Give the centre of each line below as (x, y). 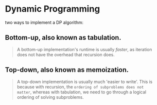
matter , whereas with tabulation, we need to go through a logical (82, 92)
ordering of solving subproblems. (50, 97)
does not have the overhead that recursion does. (66, 54)
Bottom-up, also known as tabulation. (63, 38)
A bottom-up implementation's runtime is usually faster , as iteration (84, 49)
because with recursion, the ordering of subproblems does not (80, 87)
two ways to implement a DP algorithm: (44, 22)
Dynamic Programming (52, 9)
